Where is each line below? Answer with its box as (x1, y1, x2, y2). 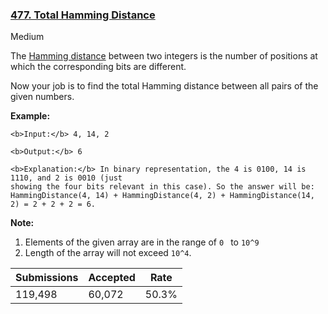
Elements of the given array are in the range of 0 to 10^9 (24, 236, 260, 248)
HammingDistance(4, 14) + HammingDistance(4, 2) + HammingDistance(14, (10, 191, 315, 201)
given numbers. (10, 91, 75, 103)
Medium (10, 31, 45, 43)
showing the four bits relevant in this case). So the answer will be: (10, 182, 315, 192)
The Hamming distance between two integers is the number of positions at (10, 50, 318, 62)
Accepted (88, 271, 136, 285)
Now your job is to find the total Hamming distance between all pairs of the (10, 80, 319, 92)
